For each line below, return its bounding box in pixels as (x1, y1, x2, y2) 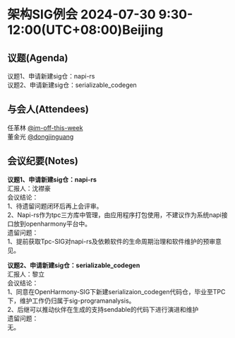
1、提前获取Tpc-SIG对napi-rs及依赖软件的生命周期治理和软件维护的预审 (7, 237, 216, 245)
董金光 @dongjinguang (7, 132, 74, 141)
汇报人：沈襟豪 (7, 184, 51, 192)
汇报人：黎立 (7, 269, 44, 278)
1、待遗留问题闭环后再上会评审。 (7, 202, 103, 210)
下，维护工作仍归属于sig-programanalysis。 (7, 296, 135, 305)
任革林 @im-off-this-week (7, 123, 83, 132)
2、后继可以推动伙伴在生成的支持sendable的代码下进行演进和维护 (7, 305, 199, 313)
